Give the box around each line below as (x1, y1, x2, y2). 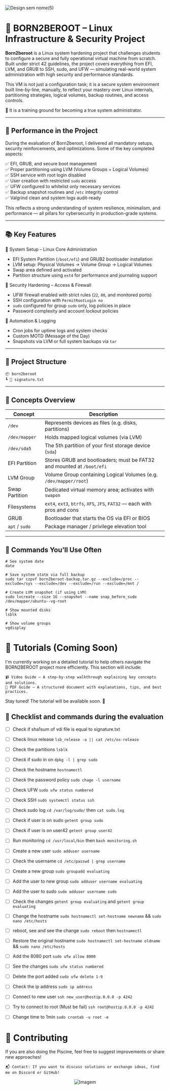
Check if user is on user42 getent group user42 (12, 827, 112, 834)
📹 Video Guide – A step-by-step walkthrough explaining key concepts (5, 674, 157, 680)
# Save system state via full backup (5, 572, 85, 577)
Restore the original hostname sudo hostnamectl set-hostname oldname (12, 938, 160, 943)
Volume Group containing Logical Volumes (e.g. (45, 471, 158, 478)
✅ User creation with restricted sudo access (5, 178, 96, 184)
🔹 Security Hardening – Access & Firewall (5, 282, 92, 288)
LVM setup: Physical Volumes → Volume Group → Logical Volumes (12, 261, 152, 268)
